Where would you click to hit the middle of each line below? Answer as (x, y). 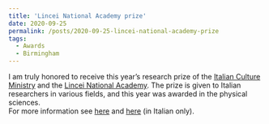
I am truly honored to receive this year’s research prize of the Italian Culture (134, 77)
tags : (17, 38)
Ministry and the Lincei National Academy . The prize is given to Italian (125, 85)
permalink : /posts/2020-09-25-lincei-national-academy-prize (114, 31)
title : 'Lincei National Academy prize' (78, 16)
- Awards (30, 46)
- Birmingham (38, 53)
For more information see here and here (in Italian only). (101, 111)
